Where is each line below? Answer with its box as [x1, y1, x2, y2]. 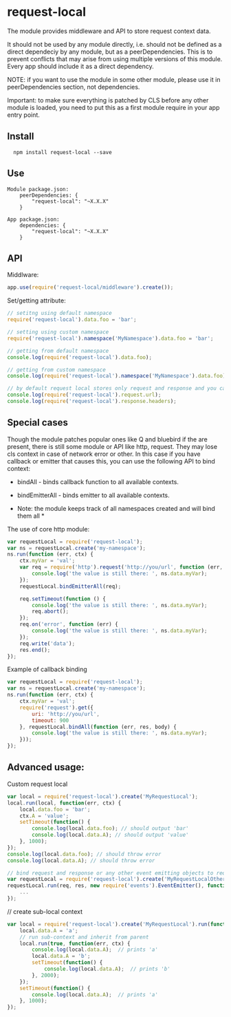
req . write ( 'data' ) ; [19, 640, 76, 647]
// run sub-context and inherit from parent [19, 933, 149, 941]
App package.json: [7, 216, 60, 223]
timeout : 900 [32, 717, 69, 724]
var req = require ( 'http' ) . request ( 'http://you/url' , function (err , [19, 564, 223, 571]
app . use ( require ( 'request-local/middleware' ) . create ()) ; [7, 284, 174, 291]
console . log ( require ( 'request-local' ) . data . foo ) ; [7, 353, 153, 361]
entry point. [7, 111, 40, 119]
